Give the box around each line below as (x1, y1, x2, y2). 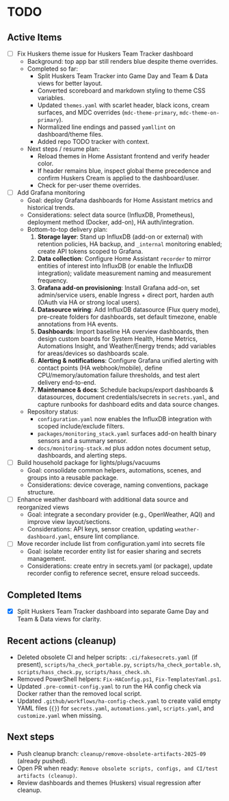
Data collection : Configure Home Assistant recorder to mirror (37, 254, 211, 263)
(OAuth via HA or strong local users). (37, 298, 142, 307)
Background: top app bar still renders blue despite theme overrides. (27, 58, 218, 66)
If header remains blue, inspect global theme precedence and (37, 167, 212, 175)
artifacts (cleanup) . (16, 771, 77, 779)
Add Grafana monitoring (16, 189, 85, 197)
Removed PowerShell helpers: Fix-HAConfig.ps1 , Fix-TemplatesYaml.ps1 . (16, 675, 222, 683)
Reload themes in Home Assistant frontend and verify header (37, 152, 210, 160)
